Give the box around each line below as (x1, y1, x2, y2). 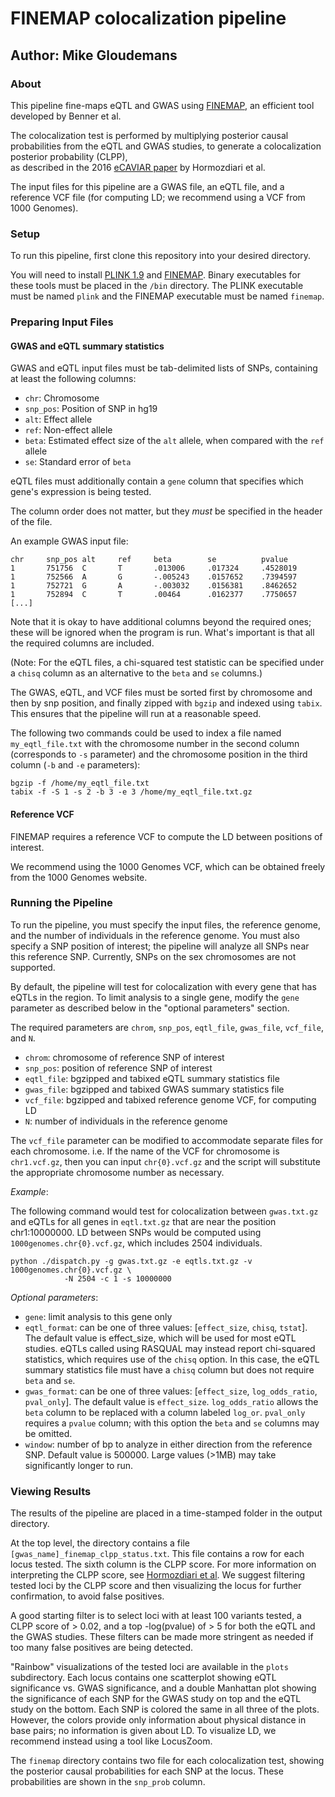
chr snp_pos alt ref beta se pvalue (10, 555, 288, 565)
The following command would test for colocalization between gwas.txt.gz (10, 1205, 319, 1217)
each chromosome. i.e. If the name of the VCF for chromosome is (10, 1145, 280, 1157)
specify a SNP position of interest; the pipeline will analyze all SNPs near (10, 940, 310, 952)
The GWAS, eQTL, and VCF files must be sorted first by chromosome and (10, 687, 313, 699)
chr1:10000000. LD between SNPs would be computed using (10, 1226, 262, 1238)
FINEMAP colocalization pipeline (10, 7, 287, 30)
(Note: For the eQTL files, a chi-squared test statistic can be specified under (10, 657, 325, 669)
